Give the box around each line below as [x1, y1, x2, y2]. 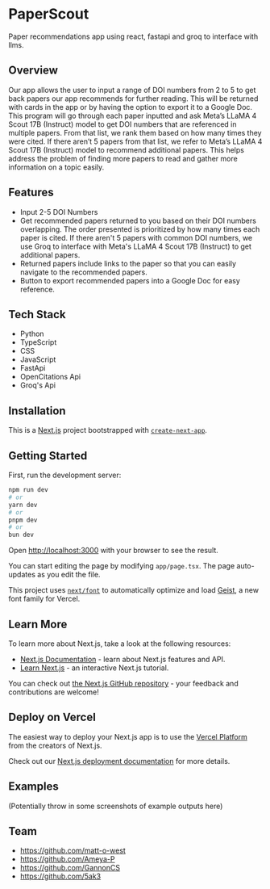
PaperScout [8, 5, 89, 23]
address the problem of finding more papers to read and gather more [8, 153, 238, 163]
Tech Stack [8, 308, 66, 321]
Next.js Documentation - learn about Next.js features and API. [19, 654, 226, 664]
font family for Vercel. [8, 594, 81, 604]
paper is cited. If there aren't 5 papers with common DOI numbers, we [19, 233, 253, 242]
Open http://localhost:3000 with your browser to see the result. [8, 546, 219, 556]
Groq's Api [19, 380, 56, 390]
